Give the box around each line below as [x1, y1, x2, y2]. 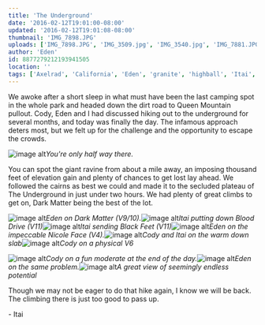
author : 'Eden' [8, 48, 58, 56]
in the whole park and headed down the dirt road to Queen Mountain [8, 100, 231, 110]
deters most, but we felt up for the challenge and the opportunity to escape [8, 125, 253, 135]
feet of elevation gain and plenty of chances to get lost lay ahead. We [8, 173, 234, 182]
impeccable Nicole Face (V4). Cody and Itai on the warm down [8, 230, 249, 239]
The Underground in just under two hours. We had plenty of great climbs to [8, 189, 253, 199]
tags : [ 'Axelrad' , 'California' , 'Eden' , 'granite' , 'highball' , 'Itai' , [8, 70, 256, 78]
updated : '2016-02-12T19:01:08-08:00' [8, 26, 136, 34]
